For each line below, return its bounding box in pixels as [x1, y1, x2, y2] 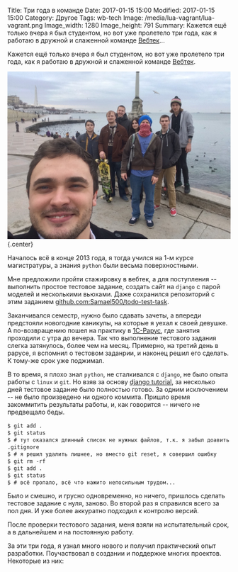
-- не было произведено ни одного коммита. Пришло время [7, 393, 191, 401]
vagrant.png [7, 21, 43, 29]
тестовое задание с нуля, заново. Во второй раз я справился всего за [7, 499, 220, 507]
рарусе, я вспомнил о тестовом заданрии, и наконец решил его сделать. [7, 349, 229, 357]
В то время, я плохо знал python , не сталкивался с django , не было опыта [7, 370, 229, 378]
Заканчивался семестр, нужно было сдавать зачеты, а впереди [7, 311, 202, 320]
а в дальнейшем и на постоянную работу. [7, 528, 135, 536]
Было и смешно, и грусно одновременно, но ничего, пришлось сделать [7, 492, 225, 500]
